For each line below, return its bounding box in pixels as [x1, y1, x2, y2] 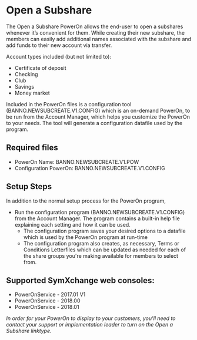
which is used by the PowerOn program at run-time [23, 233, 148, 241]
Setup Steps [6, 181, 52, 191]
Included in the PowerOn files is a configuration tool [6, 100, 132, 107]
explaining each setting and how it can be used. [14, 221, 131, 228]
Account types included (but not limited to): [6, 53, 112, 60]
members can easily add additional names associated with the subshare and [6, 35, 192, 42]
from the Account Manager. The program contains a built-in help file [14, 215, 181, 222]
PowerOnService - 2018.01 [14, 304, 79, 311]
